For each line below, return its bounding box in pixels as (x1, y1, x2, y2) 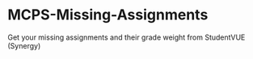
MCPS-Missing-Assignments (7, 6, 209, 24)
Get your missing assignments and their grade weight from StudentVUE (7, 32, 246, 42)
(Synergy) (7, 40, 41, 50)
